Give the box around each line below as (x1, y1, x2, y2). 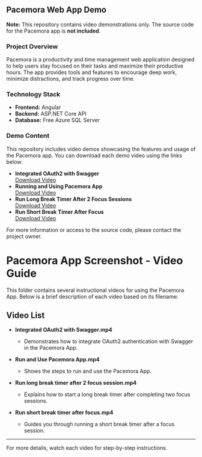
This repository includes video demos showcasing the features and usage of (6, 145, 196, 152)
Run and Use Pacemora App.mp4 (14, 356, 100, 363)
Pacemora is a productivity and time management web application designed (6, 56, 195, 63)
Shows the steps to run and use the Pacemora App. (23, 367, 152, 375)
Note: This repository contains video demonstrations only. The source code (6, 20, 194, 28)
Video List (6, 310, 45, 321)
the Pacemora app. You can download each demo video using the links (6, 152, 182, 159)
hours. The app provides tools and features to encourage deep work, (6, 69, 177, 76)
